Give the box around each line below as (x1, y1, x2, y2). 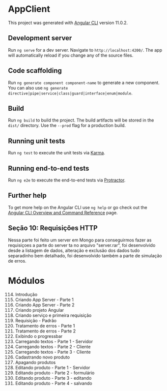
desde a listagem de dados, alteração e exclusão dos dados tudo (8, 247, 140, 253)
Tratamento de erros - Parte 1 (15, 323, 75, 329)
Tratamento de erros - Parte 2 (15, 328, 76, 334)
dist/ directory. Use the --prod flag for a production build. (8, 122, 126, 128)
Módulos (8, 275, 45, 286)
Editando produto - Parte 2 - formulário (15, 370, 95, 376)
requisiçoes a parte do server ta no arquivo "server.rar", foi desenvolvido (8, 242, 156, 248)
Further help (8, 191, 47, 200)
